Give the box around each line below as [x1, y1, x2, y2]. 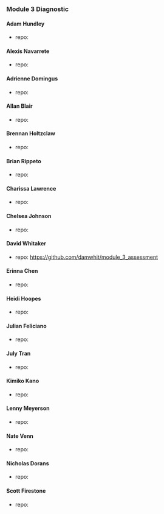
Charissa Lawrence [6, 185, 56, 192]
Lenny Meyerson [6, 404, 50, 412]
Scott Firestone [6, 487, 46, 495]
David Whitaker [6, 240, 47, 247]
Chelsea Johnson [6, 212, 52, 219]
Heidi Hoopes [6, 295, 41, 302]
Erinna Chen [6, 267, 38, 275]
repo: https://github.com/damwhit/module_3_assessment [15, 253, 159, 261]
